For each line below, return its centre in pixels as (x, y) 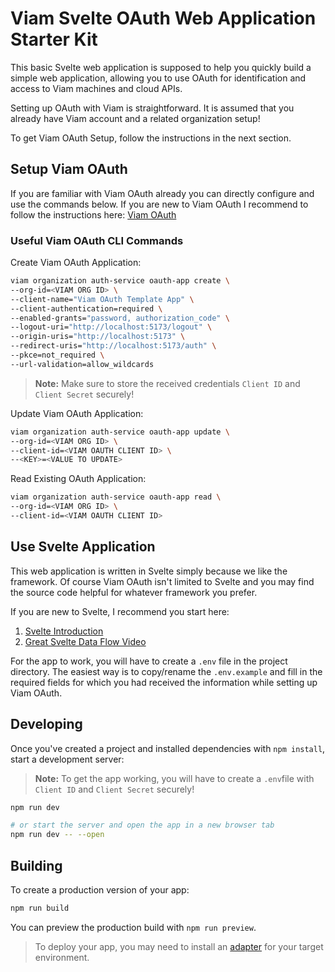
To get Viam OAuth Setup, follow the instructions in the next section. (151, 138)
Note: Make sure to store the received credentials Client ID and (167, 383)
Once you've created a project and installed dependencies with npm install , (168, 748)
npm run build (40, 908)
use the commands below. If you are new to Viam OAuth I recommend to (159, 204)
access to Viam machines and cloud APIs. (96, 88)
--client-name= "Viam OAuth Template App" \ (102, 299)
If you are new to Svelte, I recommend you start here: (120, 611)
